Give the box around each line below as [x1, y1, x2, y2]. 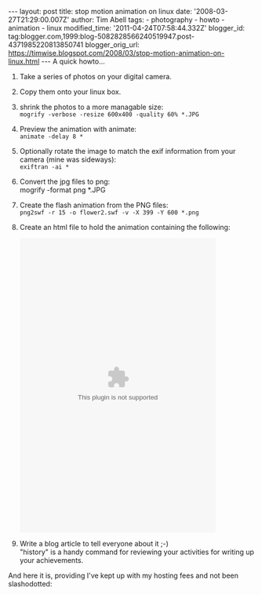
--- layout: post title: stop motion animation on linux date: [8, 7, 192, 16]
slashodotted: [8, 579, 53, 588]
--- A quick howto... [41, 57, 105, 66]
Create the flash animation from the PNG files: [19, 200, 169, 210]
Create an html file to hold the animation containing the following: [19, 223, 231, 232]
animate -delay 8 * [19, 133, 84, 141]
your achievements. [19, 556, 84, 564]
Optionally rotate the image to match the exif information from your [19, 147, 236, 155]
